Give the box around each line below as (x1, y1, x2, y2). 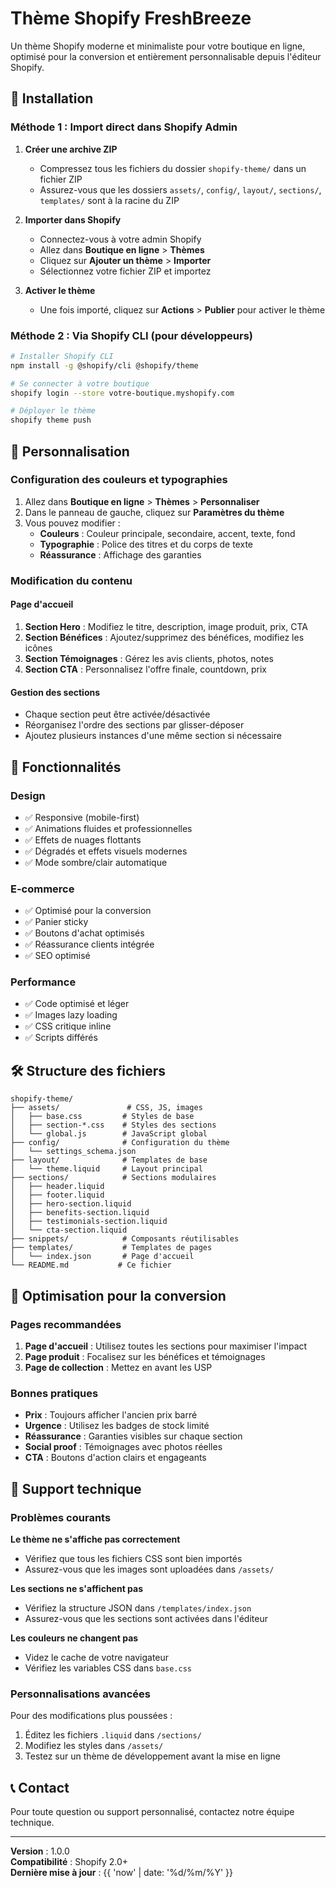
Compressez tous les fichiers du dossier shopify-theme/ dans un (39, 162, 307, 174)
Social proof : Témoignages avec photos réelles (24, 1441, 223, 1453)
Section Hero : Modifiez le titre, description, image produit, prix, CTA (24, 620, 308, 632)
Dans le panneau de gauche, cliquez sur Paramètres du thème (24, 506, 285, 518)
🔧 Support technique (10, 1480, 142, 1497)
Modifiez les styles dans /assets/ (24, 1740, 164, 1752)
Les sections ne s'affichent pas (10, 1582, 144, 1594)
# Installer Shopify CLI (10, 351, 114, 361)
